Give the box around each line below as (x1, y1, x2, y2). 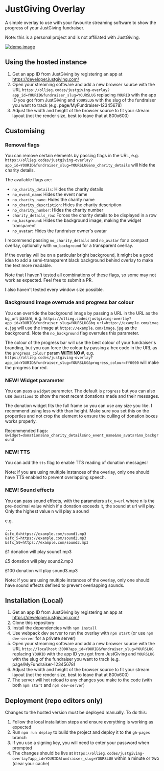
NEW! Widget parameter (5, 377, 65, 384)
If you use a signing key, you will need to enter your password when (12, 740, 149, 746)
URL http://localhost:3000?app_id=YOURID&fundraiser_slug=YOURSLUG (12, 646, 154, 652)
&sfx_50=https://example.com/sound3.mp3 (5, 540, 89, 545)
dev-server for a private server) (12, 635, 76, 641)
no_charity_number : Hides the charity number (12, 207, 104, 213)
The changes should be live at (12, 750, 73, 756)
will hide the (131, 162, 156, 168)
